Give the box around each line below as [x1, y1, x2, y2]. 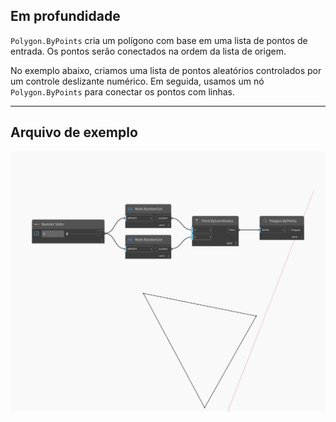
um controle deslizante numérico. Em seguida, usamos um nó [10, 75, 265, 87]
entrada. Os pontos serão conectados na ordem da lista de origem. [10, 45, 287, 57]
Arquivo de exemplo [10, 124, 138, 141]
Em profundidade [10, 8, 121, 25]
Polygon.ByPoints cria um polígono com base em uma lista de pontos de [10, 34, 308, 46]
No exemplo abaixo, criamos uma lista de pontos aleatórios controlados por [10, 64, 322, 76]
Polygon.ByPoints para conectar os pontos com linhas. [10, 85, 235, 98]
